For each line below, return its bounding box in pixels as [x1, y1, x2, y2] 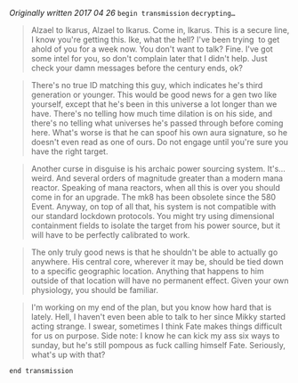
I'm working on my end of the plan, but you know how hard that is [30, 302, 272, 313]
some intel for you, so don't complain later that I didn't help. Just [30, 53, 269, 63]
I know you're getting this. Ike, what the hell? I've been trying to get [30, 35, 280, 45]
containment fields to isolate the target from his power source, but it [30, 220, 281, 231]
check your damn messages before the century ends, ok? [30, 62, 243, 73]
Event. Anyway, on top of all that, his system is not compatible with [30, 201, 277, 212]
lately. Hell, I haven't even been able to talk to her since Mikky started [30, 312, 286, 322]
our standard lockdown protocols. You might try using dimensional [30, 211, 275, 221]
